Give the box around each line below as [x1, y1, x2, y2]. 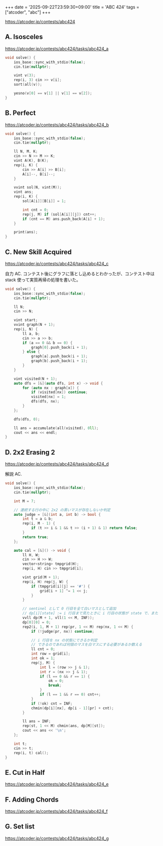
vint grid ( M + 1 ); [22, 575, 60, 580]
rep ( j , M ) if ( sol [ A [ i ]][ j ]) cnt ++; [22, 212, 97, 217]
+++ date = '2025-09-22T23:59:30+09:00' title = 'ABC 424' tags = [5, 4, 140, 10]
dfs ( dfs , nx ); [31, 399, 60, 404]
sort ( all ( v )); [14, 82, 42, 87]
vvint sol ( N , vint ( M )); [14, 185, 62, 190]
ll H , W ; [22, 552, 40, 557]
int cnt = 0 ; [22, 207, 49, 212]
